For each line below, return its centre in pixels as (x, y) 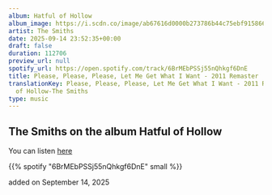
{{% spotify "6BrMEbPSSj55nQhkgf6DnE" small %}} (96, 167)
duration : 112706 (38, 53)
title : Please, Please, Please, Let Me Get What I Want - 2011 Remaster (134, 76)
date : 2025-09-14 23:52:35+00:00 (65, 38)
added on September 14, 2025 (59, 182)
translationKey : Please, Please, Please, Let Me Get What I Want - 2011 (134, 83)
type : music (28, 99)
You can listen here (40, 151)
